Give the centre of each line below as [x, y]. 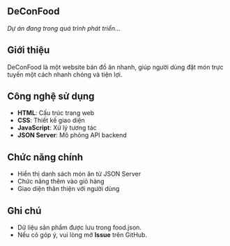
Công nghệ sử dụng [51, 97]
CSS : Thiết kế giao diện [51, 121]
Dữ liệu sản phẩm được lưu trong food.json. [79, 228]
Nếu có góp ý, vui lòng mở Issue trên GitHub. [82, 235]
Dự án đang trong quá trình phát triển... [64, 28]
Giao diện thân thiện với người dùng [68, 189]
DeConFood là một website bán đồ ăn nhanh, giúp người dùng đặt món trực [115, 67]
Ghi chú [24, 211]
